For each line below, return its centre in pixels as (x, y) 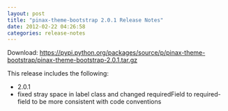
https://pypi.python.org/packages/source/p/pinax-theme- (122, 53)
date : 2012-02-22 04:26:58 (46, 26)
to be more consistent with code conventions (97, 102)
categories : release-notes (46, 33)
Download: (23, 53)
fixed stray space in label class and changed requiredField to (105, 94)
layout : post (26, 14)
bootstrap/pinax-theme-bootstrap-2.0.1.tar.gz (73, 60)
